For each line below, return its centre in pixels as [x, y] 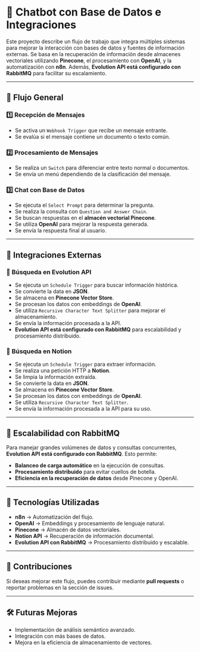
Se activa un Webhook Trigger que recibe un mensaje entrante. [91, 130]
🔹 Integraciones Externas [54, 255]
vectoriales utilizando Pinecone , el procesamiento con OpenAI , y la [89, 60]
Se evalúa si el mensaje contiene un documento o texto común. [93, 136]
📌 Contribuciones [39, 567]
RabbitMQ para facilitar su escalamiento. [57, 73]
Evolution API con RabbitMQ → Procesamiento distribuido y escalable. [102, 542]
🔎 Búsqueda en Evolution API [49, 272]
